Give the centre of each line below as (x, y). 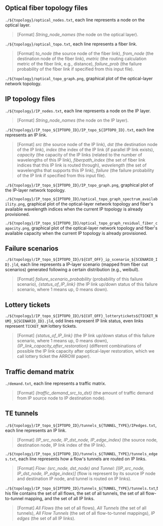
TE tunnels (22, 413)
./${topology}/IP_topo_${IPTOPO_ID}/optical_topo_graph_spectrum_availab (81, 199)
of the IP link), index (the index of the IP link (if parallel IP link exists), (85, 149)
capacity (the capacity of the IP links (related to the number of (80, 155)
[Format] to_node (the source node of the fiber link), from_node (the (85, 53)
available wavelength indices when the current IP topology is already (74, 209)
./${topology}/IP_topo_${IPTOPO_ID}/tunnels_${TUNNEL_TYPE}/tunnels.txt (80, 488)
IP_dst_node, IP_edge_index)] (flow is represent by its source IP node (86, 473)
